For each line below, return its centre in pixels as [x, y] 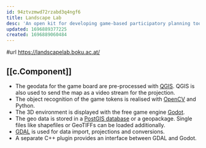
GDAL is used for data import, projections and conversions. [90, 131]
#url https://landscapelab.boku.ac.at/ [53, 52]
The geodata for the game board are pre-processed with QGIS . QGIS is [105, 86]
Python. [25, 105]
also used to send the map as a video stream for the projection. [95, 92]
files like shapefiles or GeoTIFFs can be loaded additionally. [90, 125]
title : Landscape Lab [34, 18]
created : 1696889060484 [37, 35]
